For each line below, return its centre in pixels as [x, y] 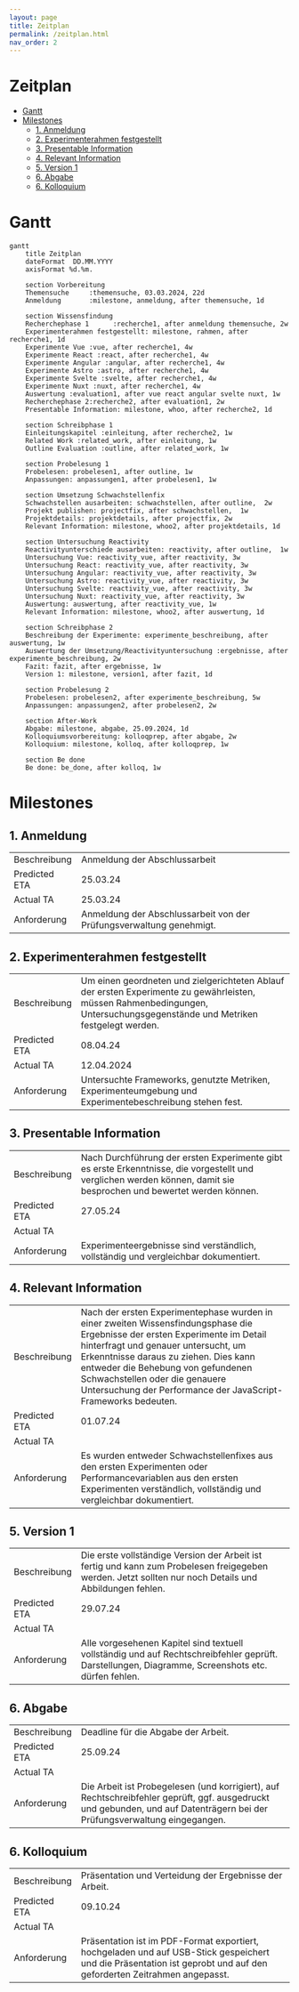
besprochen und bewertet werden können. [170, 1190]
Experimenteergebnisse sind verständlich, [168, 1245]
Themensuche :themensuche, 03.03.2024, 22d [115, 293]
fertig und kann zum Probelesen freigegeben [174, 1567]
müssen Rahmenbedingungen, [145, 1003]
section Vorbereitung [65, 286]
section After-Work [61, 722]
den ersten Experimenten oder [144, 1466]
